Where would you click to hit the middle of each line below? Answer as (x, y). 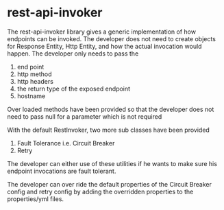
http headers (35, 81)
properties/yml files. (35, 199)
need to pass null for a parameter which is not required (85, 116)
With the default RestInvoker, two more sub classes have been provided (109, 130)
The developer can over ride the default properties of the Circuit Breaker (110, 184)
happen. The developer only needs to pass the (73, 54)
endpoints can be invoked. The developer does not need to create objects (111, 38)
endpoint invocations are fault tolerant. (62, 171)
